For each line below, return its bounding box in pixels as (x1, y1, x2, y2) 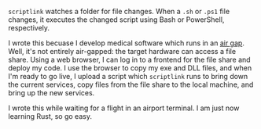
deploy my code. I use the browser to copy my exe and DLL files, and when (8, 63, 252, 73)
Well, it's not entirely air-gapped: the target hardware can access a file (8, 47, 237, 56)
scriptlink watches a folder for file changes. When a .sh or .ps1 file (8, 7, 230, 16)
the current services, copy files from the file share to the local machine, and (8, 80, 254, 89)
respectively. (8, 23, 50, 32)
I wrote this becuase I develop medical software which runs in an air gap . (8, 38, 245, 48)
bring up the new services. (8, 88, 95, 97)
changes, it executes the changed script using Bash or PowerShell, (8, 15, 225, 24)
